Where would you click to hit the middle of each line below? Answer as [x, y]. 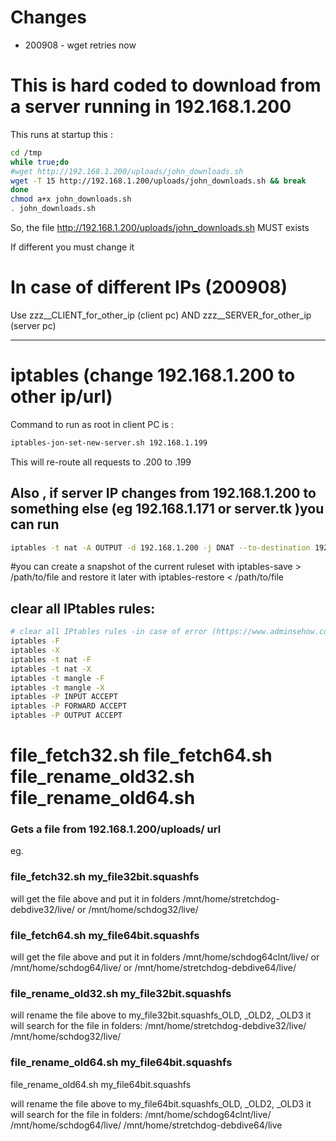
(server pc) [33, 325]
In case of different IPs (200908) [149, 287]
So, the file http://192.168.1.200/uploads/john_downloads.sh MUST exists [160, 227]
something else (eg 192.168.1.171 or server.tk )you [167, 509]
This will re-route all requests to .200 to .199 [101, 462]
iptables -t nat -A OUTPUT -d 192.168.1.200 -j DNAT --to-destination [160, 547]
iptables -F [35, 641]
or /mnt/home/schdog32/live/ [137, 909]
